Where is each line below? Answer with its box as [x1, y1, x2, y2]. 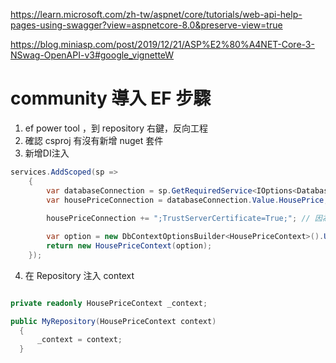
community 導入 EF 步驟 [10, 87, 212, 110]
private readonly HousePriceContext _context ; [10, 298, 208, 308]
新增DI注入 [24, 147, 70, 159]
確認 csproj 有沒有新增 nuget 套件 [24, 134, 164, 146]
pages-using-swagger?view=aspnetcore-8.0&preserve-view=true [10, 19, 283, 31]
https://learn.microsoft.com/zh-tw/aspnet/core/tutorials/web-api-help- [10, 9, 303, 20]
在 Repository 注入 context [24, 269, 135, 281]
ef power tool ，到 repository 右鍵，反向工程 [24, 122, 208, 134]
